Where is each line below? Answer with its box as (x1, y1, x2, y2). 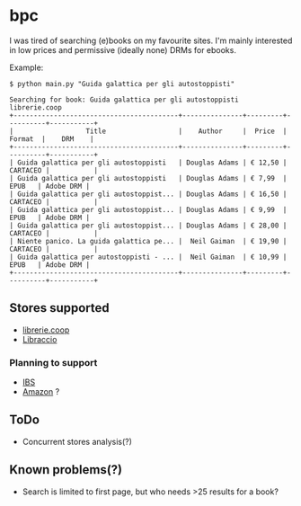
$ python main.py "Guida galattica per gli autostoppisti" (9, 79, 235, 88)
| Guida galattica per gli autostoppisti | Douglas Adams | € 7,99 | (9, 173, 288, 182)
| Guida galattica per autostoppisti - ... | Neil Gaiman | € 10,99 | (9, 253, 288, 262)
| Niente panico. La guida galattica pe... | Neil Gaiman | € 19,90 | (9, 236, 288, 245)
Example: (9, 62, 44, 73)
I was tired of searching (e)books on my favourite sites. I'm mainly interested (9, 35, 293, 46)
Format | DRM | (9, 134, 94, 144)
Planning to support (9, 356, 98, 368)
